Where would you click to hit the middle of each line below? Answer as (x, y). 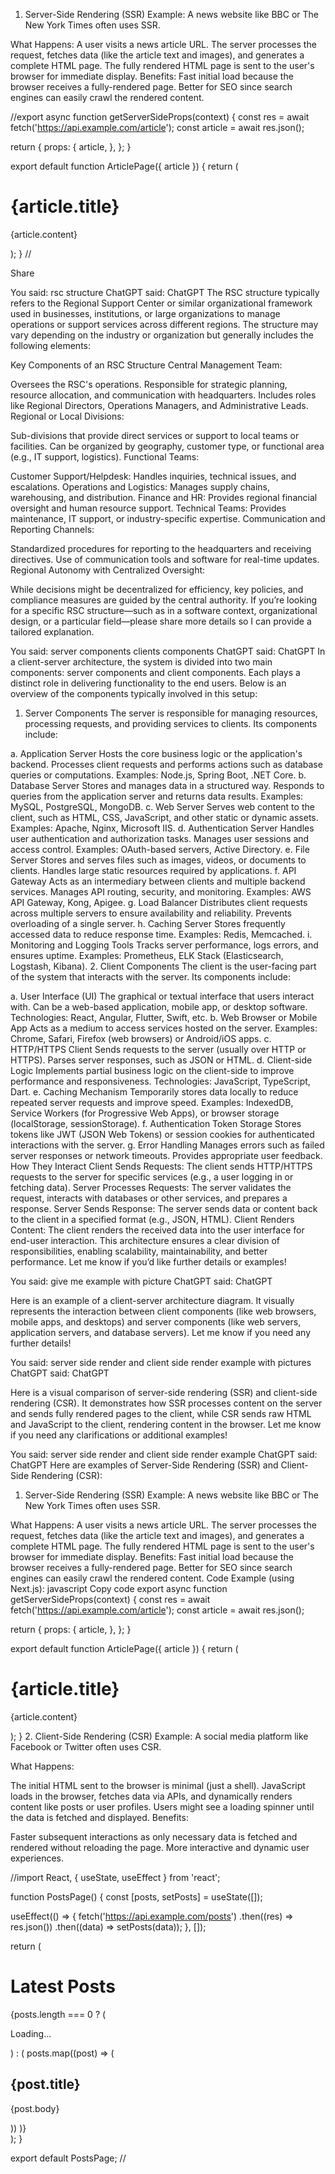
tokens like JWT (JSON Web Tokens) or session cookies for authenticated (162, 1134)
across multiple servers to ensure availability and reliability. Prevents (151, 913)
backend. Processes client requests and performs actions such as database (166, 764)
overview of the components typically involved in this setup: (134, 693)
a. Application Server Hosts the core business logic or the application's (156, 753)
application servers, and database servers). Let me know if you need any (161, 1332)
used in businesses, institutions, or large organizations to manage (145, 313)
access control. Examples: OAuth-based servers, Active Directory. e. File (160, 849)
